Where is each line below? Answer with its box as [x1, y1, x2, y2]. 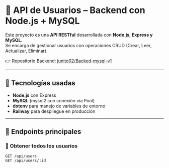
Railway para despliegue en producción [12, 108, 96, 114]
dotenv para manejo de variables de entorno [12, 103, 106, 109]
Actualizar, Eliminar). [5, 48, 48, 54]
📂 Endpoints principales [5, 127, 81, 136]
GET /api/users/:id [5, 158, 46, 163]
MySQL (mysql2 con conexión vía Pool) [12, 97, 95, 103]
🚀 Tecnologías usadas [5, 79, 75, 87]
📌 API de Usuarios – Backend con [5, 5, 145, 16]
